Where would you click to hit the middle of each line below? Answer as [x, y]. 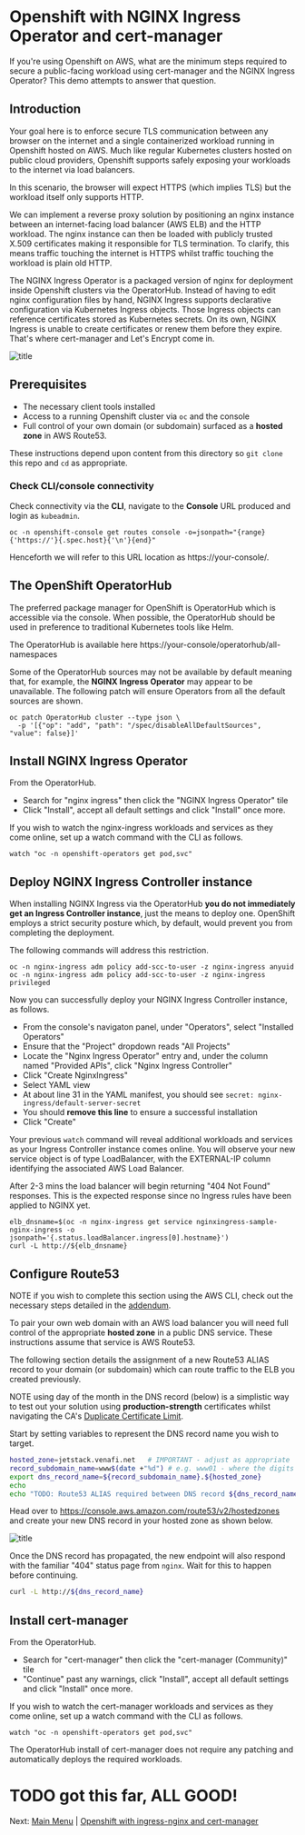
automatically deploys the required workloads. [96, 1760]
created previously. [45, 1380]
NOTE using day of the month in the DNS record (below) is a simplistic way [149, 1397]
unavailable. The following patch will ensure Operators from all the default [148, 691]
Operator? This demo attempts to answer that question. [113, 80]
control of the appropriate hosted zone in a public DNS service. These [141, 1332]
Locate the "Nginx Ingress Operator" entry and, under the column [145, 1056]
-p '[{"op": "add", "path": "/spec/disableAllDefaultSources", [139, 725]
